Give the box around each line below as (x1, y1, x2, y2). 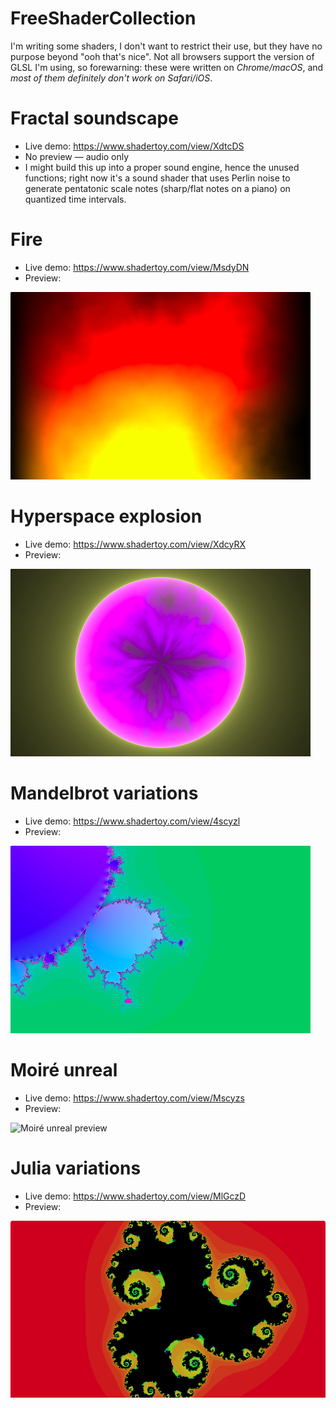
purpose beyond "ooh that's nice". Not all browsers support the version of (10, 50, 315, 62)
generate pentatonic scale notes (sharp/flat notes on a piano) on (24, 182, 291, 194)
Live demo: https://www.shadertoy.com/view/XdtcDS (24, 140, 245, 152)
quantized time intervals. (24, 193, 127, 205)
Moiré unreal (10, 1058, 118, 1081)
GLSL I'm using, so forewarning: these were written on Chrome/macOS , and (10, 61, 324, 73)
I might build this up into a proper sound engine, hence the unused (24, 161, 300, 173)
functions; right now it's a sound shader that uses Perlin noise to (24, 172, 291, 184)
